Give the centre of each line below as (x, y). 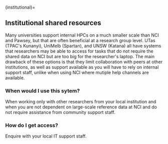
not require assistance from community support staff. (60, 112)
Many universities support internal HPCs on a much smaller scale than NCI (82, 35)
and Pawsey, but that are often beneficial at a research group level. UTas (80, 40)
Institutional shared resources (53, 23)
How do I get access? (32, 125)
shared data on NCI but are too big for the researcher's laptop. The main (80, 56)
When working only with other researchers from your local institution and (81, 102)
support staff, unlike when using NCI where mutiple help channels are (77, 72)
